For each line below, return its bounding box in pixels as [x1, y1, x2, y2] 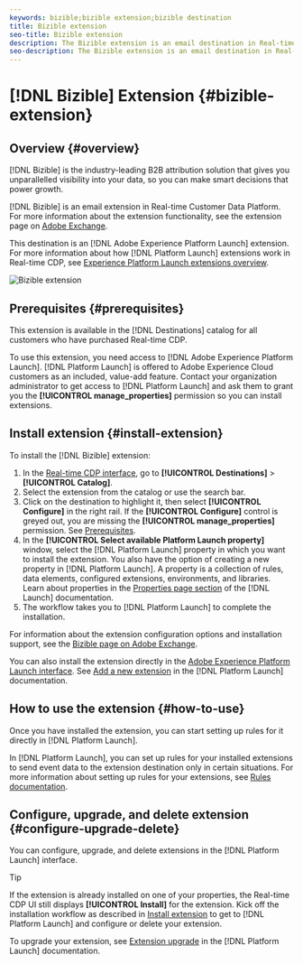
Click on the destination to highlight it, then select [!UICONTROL [22, 496, 262, 506]
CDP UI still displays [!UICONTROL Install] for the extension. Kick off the [9, 899, 280, 910]
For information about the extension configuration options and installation [9, 628, 282, 639]
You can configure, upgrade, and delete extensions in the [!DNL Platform [9, 845, 280, 856]
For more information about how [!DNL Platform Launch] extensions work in [9, 247, 290, 258]
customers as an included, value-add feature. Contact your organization [9, 371, 278, 382]
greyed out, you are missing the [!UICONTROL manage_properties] [22, 515, 275, 526]
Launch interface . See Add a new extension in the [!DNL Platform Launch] [9, 665, 284, 676]
